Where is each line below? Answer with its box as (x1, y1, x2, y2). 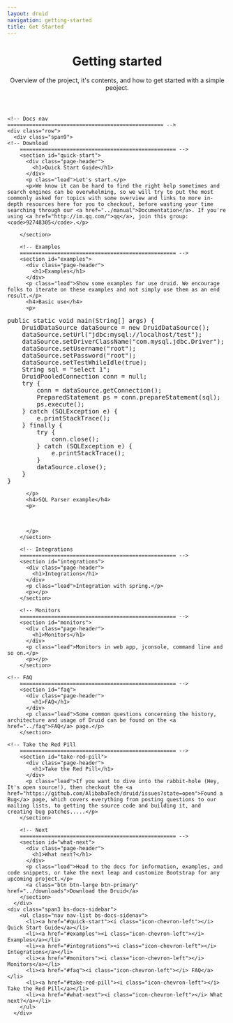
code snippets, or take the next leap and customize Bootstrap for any (7, 870, 220, 877)
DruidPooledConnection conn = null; (22, 372, 148, 381)
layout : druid (7, 10, 49, 17)
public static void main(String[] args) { (7, 317, 155, 325)
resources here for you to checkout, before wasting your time (25, 201, 214, 208)
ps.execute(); (36, 400, 85, 409)
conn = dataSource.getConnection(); (36, 386, 163, 395)
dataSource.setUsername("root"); (22, 344, 137, 353)
